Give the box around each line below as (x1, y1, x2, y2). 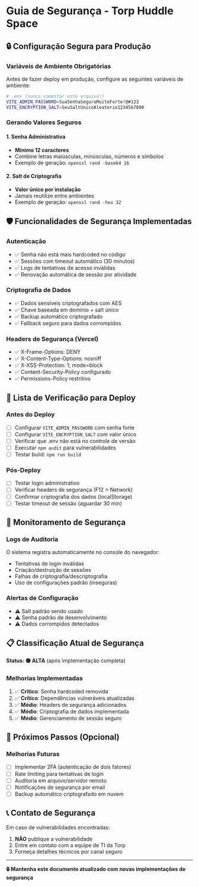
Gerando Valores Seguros (6, 118, 82, 127)
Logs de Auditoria (6, 535, 59, 543)
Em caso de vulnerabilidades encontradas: (6, 823, 111, 831)
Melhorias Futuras (6, 750, 60, 759)
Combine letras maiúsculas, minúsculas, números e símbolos (14, 153, 164, 160)
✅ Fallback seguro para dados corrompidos (14, 319, 121, 326)
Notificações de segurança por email (14, 784, 105, 791)
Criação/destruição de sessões (14, 567, 92, 574)
